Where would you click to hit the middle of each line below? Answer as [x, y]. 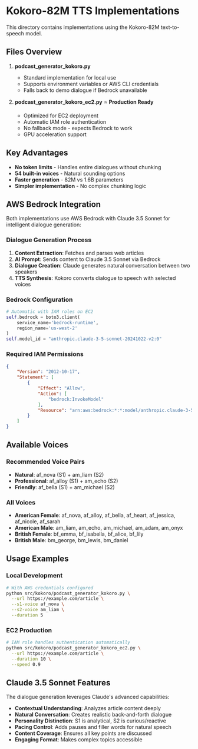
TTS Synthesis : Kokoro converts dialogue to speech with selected [95, 278]
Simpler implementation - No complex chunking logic [80, 186]
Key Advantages [37, 153]
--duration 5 [27, 615]
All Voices [21, 502]
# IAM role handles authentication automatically [68, 643]
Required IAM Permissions [45, 354]
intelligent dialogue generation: [44, 225]
